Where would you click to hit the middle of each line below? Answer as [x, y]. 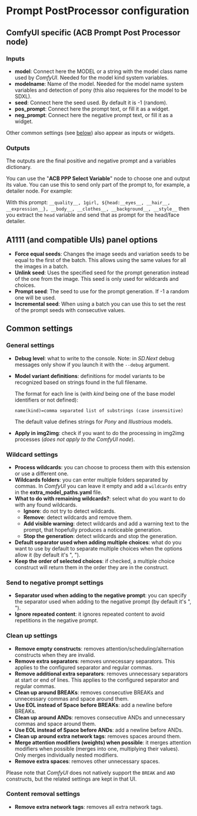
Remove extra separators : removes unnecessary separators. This [95, 661]
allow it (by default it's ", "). [47, 555]
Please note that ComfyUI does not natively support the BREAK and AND [91, 772]
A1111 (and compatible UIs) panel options [82, 240]
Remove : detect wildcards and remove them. [78, 517]
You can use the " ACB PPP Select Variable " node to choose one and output [98, 178]
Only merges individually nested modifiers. [66, 755]
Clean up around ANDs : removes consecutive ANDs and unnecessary [100, 717]
